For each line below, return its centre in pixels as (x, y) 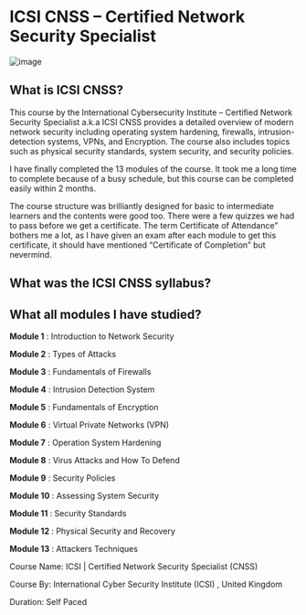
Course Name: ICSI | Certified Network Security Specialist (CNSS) (134, 566)
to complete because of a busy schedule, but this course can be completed (152, 178)
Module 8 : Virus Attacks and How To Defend (95, 460)
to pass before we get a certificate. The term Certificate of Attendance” (144, 225)
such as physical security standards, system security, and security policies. (152, 151)
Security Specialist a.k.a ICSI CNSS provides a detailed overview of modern (152, 122)
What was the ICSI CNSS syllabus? (111, 284)
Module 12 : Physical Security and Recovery (93, 531)
